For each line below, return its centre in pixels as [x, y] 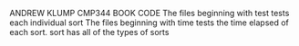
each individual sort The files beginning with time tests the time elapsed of [149, 23]
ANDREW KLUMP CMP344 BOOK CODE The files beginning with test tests [149, 13]
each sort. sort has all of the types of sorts [89, 32]
